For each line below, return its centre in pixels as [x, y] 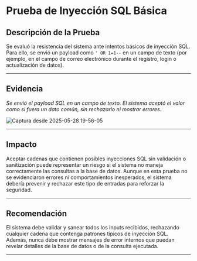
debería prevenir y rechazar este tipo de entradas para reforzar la [85, 183]
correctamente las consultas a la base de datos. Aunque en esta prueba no [97, 171]
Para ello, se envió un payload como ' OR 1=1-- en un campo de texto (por [97, 53]
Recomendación [37, 214]
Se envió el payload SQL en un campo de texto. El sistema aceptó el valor [96, 103]
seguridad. [19, 190]
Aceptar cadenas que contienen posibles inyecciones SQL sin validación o [96, 159]
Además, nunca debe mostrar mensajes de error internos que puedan [90, 240]
